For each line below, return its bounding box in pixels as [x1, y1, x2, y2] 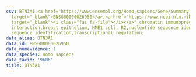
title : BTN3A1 [6, 62, 41, 68]
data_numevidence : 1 [6, 46, 57, 52]
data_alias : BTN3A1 [6, 35, 54, 41]
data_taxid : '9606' [6, 57, 54, 63]
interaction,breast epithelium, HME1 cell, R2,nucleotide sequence [11, 24, 179, 31]
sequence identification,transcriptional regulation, [11, 30, 145, 36]
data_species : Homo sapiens [6, 52, 75, 57]
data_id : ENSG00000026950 [6, 41, 69, 47]
